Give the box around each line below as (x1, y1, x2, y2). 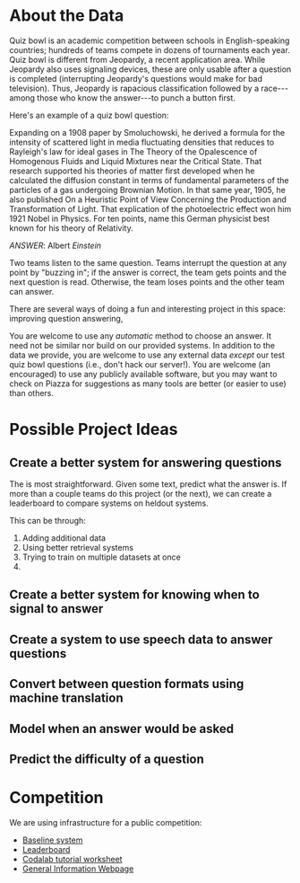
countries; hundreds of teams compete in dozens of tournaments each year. (9, 44, 291, 55)
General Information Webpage (21, 863, 134, 874)
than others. (9, 387, 55, 398)
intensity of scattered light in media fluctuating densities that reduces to (9, 137, 275, 147)
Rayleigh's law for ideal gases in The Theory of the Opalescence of (9, 146, 258, 157)
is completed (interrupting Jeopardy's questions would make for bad (9, 73, 262, 84)
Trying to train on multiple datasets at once (21, 552, 181, 562)
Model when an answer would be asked (9, 720, 235, 737)
